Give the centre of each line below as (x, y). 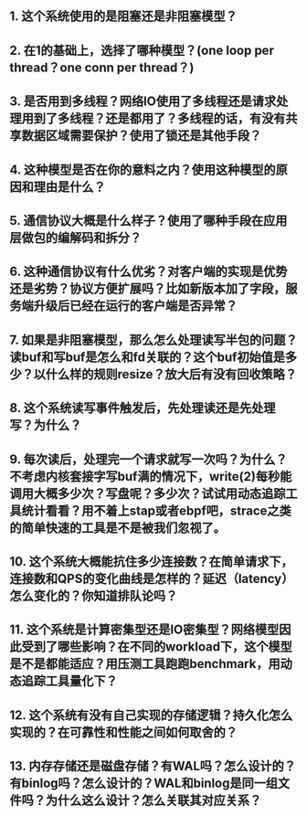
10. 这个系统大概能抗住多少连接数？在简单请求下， (151, 562)
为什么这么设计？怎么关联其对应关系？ (153, 801)
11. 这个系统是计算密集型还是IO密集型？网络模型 (144, 630)
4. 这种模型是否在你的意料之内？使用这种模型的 (143, 170)
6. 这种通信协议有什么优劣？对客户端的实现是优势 (148, 272)
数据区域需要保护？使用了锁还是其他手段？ (142, 136)
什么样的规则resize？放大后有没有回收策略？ (171, 374)
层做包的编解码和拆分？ (75, 237)
